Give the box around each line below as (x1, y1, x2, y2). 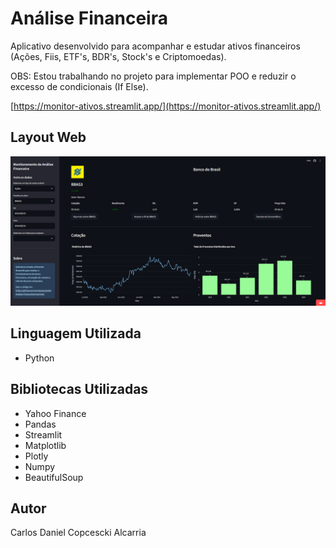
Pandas (24, 418, 57, 430)
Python (24, 352, 55, 364)
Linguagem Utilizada (10, 325, 142, 342)
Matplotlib (24, 439, 67, 451)
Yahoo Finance (24, 407, 87, 419)
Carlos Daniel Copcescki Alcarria (10, 527, 147, 539)
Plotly (24, 450, 49, 462)
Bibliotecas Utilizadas (10, 381, 149, 398)
